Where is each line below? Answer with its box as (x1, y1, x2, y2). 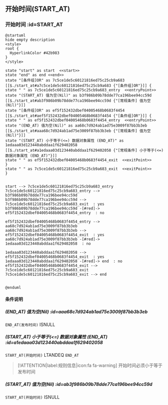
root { (5, 46, 19, 51)
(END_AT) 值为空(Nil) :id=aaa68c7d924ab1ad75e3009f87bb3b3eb (5, 309, 148, 315)
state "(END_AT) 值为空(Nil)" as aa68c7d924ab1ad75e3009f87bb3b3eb (5, 123, 147, 128)
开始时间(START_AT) (5, 5, 70, 14)
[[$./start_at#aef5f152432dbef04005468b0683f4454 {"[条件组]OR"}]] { (5, 113, 152, 118)
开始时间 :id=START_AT (5, 21, 63, 28)
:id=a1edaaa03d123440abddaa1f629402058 (5, 339, 103, 345)
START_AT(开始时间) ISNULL (5, 394, 60, 400)
